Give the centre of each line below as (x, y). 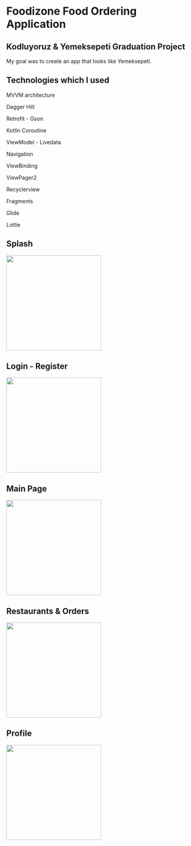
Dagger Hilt (21, 107)
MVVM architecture (31, 95)
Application (36, 24)
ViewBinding (22, 166)
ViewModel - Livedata (34, 142)
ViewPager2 (22, 177)
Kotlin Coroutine (26, 130)
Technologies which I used (58, 80)
